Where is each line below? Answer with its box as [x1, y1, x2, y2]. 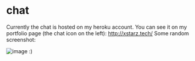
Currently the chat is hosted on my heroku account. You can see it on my [6, 23, 187, 30]
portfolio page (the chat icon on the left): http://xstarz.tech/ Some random [6, 29, 190, 36]
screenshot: [6, 36, 36, 43]
